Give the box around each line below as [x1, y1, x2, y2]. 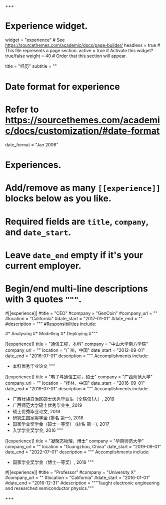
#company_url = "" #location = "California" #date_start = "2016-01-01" [5, 474, 150, 480]
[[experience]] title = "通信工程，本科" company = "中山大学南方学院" [5, 341, 148, 347]
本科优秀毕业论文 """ [12, 363, 55, 369]
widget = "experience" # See [5, 37, 65, 43]
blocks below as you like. [5, 193, 111, 204]
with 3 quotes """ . [5, 294, 82, 305]
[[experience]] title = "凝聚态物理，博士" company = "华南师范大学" [5, 438, 144, 444]
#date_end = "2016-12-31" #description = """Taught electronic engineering [5, 479, 160, 486]
